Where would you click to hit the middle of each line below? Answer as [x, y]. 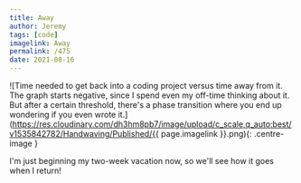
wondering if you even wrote [63, 115]
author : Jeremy [38, 26]
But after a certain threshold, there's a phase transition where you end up [146, 105]
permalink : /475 [40, 52]
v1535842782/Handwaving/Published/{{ [85, 134]
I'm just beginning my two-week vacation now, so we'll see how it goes [141, 161]
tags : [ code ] [34, 34]
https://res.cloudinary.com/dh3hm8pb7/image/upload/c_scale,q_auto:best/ [152, 124]
